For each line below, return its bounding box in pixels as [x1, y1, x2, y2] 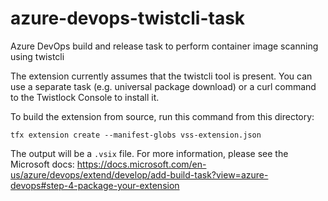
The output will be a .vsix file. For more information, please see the [10, 147, 289, 159]
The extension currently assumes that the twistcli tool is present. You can [10, 70, 313, 82]
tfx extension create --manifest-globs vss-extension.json [10, 130, 262, 140]
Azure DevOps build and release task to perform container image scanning [10, 40, 319, 52]
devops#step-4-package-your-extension [10, 179, 180, 191]
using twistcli [10, 50, 65, 62]
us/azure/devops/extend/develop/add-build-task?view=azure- [10, 168, 269, 181]
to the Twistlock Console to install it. [10, 91, 160, 103]
